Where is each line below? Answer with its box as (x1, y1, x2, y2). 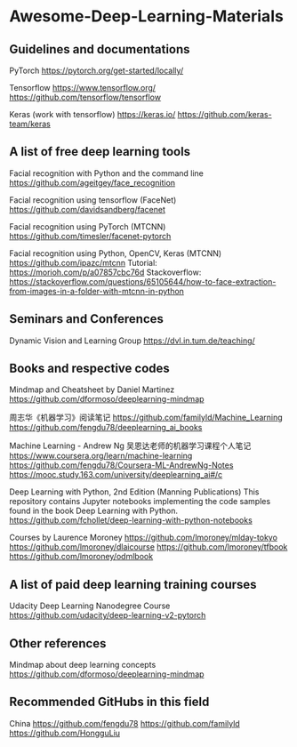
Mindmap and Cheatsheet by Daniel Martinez (9, 384, 175, 395)
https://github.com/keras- (177, 109, 273, 119)
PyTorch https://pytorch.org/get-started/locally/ (9, 65, 184, 76)
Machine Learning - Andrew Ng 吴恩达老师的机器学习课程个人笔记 (9, 440, 252, 451)
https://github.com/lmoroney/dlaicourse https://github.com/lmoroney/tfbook (9, 542, 288, 552)
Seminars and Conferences (9, 311, 165, 326)
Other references (9, 636, 107, 651)
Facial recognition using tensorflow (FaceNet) (9, 194, 177, 205)
